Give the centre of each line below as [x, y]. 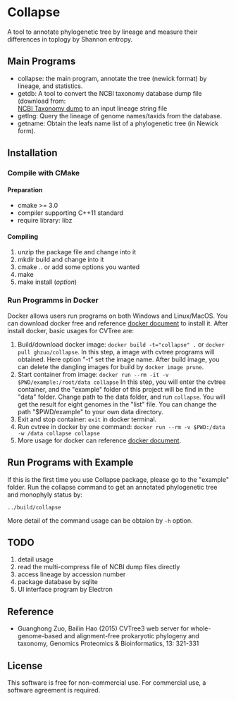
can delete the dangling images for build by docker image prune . [111, 366]
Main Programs [42, 62]
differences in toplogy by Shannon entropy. [70, 39]
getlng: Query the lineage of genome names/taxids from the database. [120, 116]
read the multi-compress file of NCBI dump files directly [99, 567]
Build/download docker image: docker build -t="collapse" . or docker [121, 344]
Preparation [25, 190]
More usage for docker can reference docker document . [99, 440]
